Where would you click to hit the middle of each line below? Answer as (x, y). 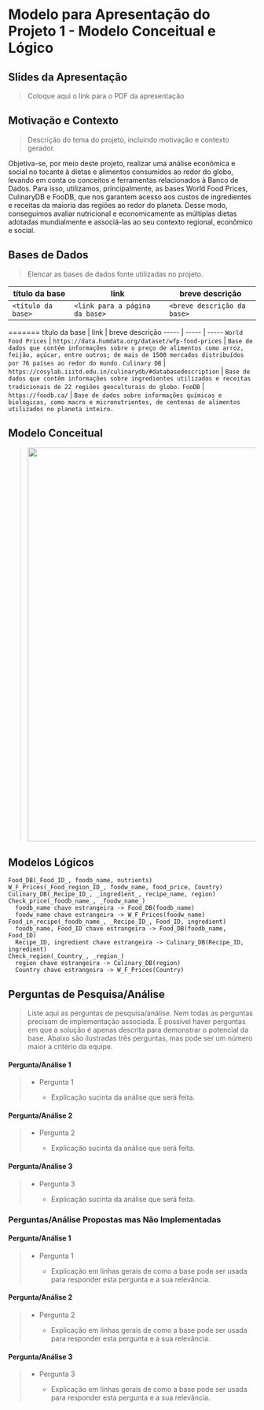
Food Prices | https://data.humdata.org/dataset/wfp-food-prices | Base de (130, 340)
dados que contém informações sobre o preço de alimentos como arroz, (126, 348)
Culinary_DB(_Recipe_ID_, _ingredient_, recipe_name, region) (112, 894)
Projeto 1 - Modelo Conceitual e (112, 31)
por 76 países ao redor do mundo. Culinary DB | (87, 362)
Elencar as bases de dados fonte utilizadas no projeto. (115, 274)
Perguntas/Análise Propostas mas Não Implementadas (115, 1219)
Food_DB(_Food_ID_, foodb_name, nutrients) (81, 881)
